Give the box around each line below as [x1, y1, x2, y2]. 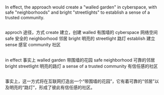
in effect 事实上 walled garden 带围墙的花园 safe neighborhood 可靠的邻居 [5, 57, 155, 63]
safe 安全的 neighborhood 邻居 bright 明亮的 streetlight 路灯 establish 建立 [5, 35, 156, 41]
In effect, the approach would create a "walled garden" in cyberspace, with [5, 4, 157, 10]
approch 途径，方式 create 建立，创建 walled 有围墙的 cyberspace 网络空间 [5, 30, 158, 35]
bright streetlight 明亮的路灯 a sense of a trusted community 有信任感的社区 [5, 63, 158, 69]
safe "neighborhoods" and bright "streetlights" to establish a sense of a [5, 9, 150, 15]
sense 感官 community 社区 [5, 42, 61, 48]
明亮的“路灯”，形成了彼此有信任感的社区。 [9, 85, 95, 91]
